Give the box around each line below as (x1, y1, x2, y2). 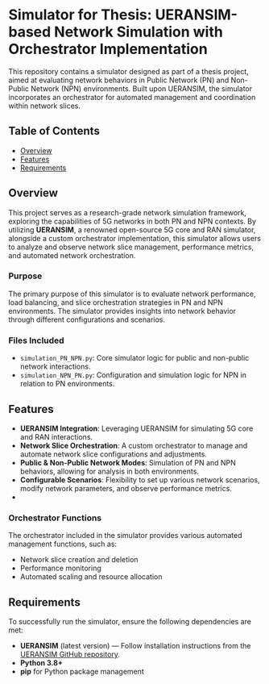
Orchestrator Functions (8, 512, 102, 523)
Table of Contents (8, 124, 101, 138)
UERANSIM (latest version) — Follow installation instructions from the (19, 641, 251, 651)
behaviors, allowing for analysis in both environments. (19, 466, 200, 476)
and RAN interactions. (19, 432, 93, 441)
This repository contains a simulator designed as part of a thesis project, (8, 66, 250, 76)
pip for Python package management (19, 667, 145, 677)
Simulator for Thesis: (8, 6, 152, 24)
